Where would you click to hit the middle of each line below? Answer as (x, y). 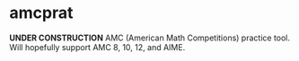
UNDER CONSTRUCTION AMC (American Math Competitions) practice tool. (149, 38)
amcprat (41, 13)
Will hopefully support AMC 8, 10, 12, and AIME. (97, 47)
